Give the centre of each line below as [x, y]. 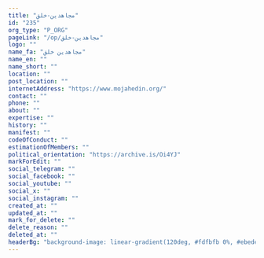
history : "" [27, 125]
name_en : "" [27, 60]
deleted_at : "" [33, 235]
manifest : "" [29, 132]
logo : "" [22, 45]
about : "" [24, 111]
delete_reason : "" [38, 228]
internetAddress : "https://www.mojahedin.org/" [88, 88]
